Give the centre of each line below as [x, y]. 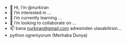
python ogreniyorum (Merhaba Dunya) [49, 35]
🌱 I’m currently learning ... [36, 18]
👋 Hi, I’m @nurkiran [29, 7]
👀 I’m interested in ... [30, 13]
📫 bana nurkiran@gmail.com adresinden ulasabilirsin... [65, 28]
